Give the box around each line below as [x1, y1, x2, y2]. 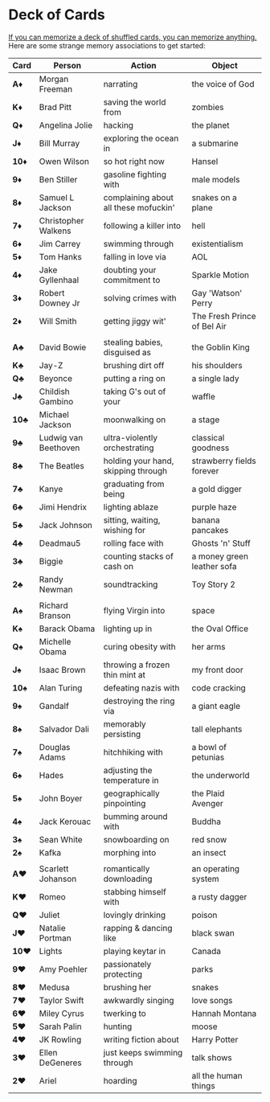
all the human [191, 1070, 243, 1081]
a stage [191, 414, 220, 425]
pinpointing [103, 797, 146, 809]
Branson [39, 609, 71, 621]
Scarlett [39, 862, 69, 874]
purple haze [191, 501, 237, 512]
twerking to [103, 1007, 146, 1018]
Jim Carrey [39, 238, 81, 249]
